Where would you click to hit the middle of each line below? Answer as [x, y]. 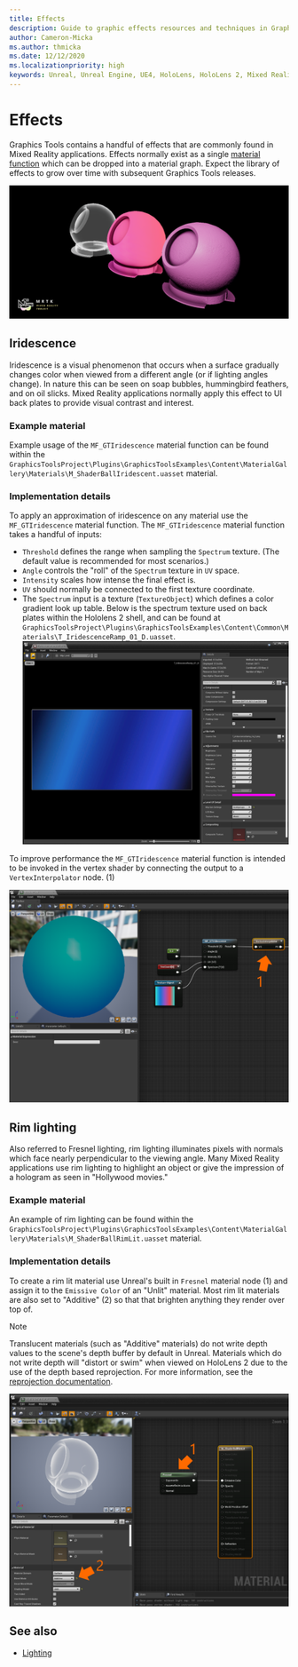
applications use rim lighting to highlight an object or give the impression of [147, 1167]
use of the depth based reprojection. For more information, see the [131, 1371]
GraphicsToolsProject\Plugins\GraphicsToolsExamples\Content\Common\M [155, 628]
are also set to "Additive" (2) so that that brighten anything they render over [147, 1299]
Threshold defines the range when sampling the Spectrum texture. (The [151, 552]
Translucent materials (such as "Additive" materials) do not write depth [138, 1343]
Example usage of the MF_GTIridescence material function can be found [139, 445]
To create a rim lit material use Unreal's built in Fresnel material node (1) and [149, 1281]
